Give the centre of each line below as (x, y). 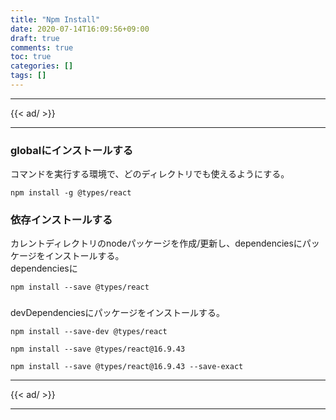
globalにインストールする (72, 150)
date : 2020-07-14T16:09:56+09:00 (80, 29)
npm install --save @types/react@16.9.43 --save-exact (127, 367)
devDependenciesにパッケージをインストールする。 (118, 313)
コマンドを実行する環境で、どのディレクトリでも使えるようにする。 (150, 174)
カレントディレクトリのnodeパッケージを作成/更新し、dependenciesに (156, 243)
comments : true (42, 47)
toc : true (31, 57)
